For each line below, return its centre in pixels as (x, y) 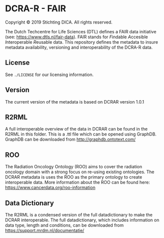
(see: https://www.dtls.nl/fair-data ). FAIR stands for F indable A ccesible (77, 37)
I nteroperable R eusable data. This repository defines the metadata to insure (82, 42)
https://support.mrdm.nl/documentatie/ (45, 230)
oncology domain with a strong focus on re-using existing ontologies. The (80, 172)
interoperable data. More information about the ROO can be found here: (78, 183)
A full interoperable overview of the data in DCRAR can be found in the (76, 129)
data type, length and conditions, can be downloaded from (65, 225)
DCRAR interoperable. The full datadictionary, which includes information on (82, 220)
